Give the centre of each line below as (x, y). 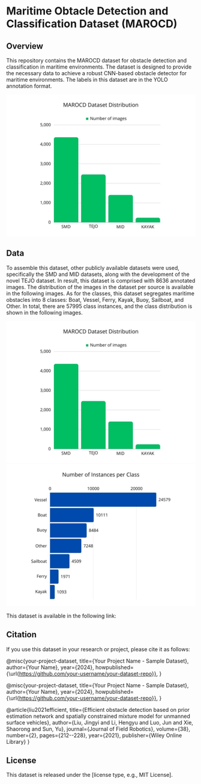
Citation (22, 635)
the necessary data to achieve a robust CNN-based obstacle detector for (97, 73)
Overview (25, 46)
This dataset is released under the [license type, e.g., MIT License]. (89, 775)
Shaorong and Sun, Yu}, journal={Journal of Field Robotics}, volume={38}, (98, 729)
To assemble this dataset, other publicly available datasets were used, (93, 268)
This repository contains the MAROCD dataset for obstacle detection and (97, 60)
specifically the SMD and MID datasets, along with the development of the (98, 274)
